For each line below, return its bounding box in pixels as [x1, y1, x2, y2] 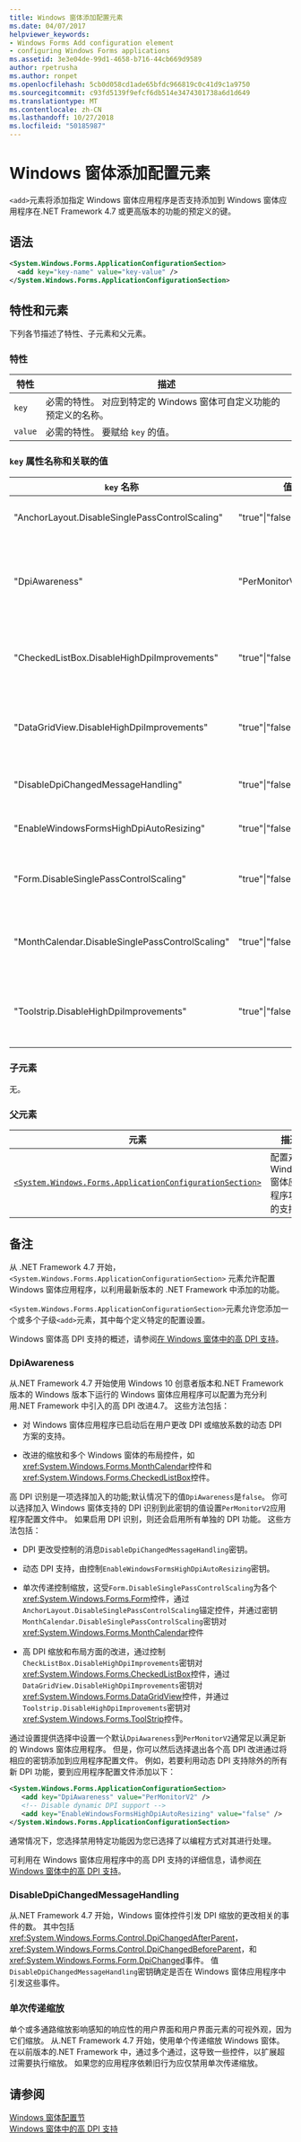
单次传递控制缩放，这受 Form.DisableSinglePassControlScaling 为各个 [21, 1582, 278, 1593]
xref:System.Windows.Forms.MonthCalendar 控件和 [21, 1461, 212, 1472]
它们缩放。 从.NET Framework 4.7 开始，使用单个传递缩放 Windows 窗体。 [9, 2035, 285, 2046]
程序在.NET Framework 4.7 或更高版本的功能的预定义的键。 [16, 206, 236, 216]
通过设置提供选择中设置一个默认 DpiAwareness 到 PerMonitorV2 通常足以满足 [9, 1732, 279, 1743]
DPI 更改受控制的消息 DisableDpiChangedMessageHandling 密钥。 [21, 1544, 253, 1555]
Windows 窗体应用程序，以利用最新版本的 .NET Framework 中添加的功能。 [9, 1284, 285, 1295]
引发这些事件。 [9, 1978, 64, 1988]
